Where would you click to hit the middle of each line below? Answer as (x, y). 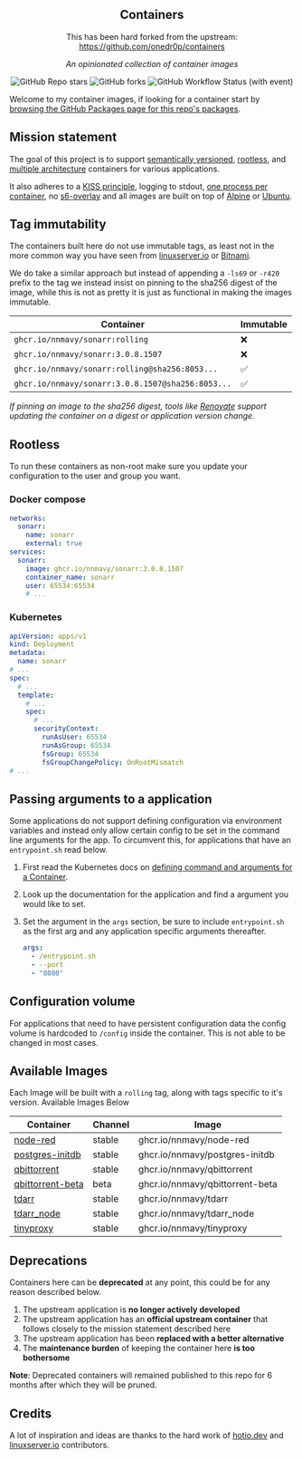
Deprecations (48, 1260)
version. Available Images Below (69, 1102)
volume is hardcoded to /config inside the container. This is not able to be (147, 1033)
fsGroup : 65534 (71, 754)
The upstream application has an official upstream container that (145, 1319)
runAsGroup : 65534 (76, 745)
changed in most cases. (54, 1042)
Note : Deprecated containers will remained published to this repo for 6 (141, 1376)
